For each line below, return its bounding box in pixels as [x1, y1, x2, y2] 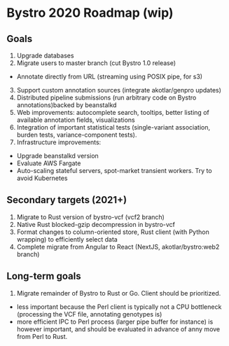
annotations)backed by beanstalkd [16, 101, 117, 109]
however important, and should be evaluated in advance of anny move [16, 324, 221, 333]
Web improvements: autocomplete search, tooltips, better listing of [16, 109, 209, 116]
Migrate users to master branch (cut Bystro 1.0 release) [16, 59, 176, 67]
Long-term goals [6, 270, 81, 282]
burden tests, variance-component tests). [16, 131, 137, 139]
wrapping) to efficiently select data [16, 235, 118, 243]
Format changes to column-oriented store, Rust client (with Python [16, 228, 209, 236]
